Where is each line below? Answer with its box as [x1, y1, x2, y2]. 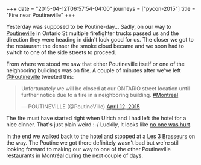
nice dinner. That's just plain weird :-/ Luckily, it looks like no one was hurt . [6, 121, 192, 128]
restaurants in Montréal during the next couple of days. [6, 152, 144, 159]
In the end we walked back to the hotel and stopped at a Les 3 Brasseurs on [6, 132, 196, 140]
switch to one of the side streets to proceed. [6, 49, 116, 56]
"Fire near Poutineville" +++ [6, 11, 75, 19]
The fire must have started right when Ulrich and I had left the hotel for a [6, 114, 187, 122]
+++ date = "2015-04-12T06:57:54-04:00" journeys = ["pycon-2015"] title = [6, 5, 196, 12]
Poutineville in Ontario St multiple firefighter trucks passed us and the [6, 30, 179, 37]
